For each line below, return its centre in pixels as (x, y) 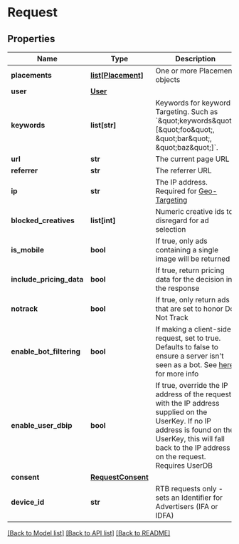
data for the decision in (194, 279)
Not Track (172, 318)
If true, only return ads (192, 300)
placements (31, 75)
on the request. (181, 457)
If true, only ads (181, 241)
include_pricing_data (47, 279)
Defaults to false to (187, 347)
